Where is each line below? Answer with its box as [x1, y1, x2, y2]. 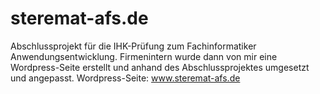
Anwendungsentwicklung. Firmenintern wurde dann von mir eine [10, 50, 278, 62]
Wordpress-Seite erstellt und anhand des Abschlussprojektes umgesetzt [10, 61, 310, 73]
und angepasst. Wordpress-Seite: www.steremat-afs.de [10, 72, 241, 84]
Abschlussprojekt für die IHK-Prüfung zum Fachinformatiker [10, 40, 257, 52]
